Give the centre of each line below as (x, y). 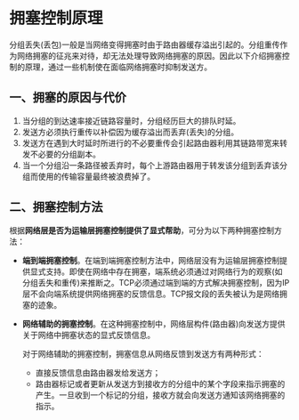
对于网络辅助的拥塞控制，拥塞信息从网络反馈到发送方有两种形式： (143, 353)
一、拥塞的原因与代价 (68, 97)
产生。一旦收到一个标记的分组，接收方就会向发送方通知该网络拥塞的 (160, 395)
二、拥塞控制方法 (56, 207)
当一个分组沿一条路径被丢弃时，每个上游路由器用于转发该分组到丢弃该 (151, 165)
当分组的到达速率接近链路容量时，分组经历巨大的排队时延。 (131, 120)
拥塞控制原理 (57, 18)
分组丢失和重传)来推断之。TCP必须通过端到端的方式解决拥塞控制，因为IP (156, 282)
